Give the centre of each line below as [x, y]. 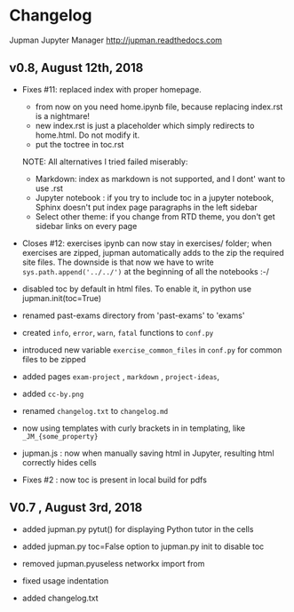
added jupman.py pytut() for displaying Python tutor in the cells [138, 529]
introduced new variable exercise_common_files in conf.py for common [152, 350]
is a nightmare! [63, 115]
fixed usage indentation [65, 580]
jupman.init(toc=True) [62, 298]
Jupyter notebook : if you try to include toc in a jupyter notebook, [155, 197]
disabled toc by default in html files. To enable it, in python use [136, 289]
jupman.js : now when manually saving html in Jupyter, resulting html [148, 453]
